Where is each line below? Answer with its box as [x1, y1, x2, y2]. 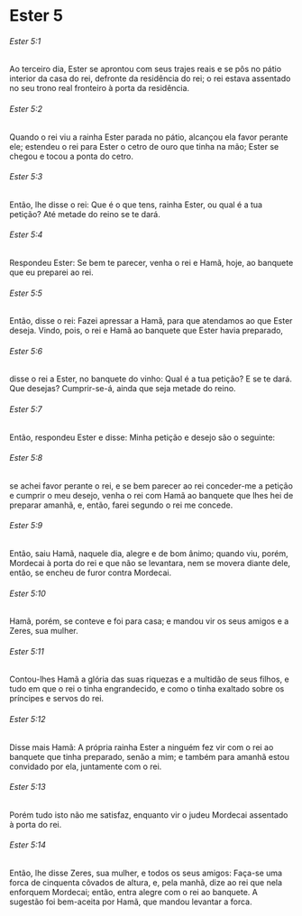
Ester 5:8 [9, 453, 43, 463]
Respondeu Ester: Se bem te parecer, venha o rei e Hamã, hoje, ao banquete [9, 258, 294, 268]
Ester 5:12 [9, 714, 47, 725]
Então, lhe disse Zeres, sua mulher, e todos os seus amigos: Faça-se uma [9, 867, 282, 879]
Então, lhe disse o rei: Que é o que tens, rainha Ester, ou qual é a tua [9, 199, 263, 210]
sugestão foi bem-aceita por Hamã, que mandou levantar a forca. [9, 896, 252, 907]
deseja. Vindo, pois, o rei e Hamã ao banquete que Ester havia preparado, [9, 325, 284, 336]
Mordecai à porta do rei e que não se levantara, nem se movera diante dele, [9, 558, 291, 569]
